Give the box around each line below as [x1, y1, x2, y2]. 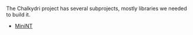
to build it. [6, 11, 31, 18]
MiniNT [14, 23, 33, 29]
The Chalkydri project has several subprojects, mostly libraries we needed [6, 5, 188, 12]
